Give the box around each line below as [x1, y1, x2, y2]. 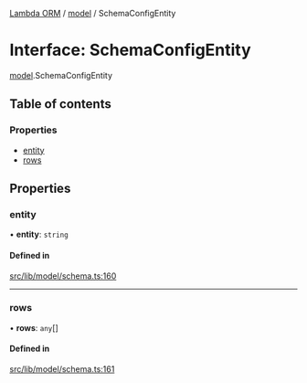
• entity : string [9, 229, 69, 240]
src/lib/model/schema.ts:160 [9, 270, 117, 282]
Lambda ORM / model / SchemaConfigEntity [9, 8, 176, 18]
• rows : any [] [9, 322, 58, 333]
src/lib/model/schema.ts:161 [9, 364, 115, 375]
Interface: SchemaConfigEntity [9, 40, 251, 60]
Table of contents [9, 96, 111, 112]
